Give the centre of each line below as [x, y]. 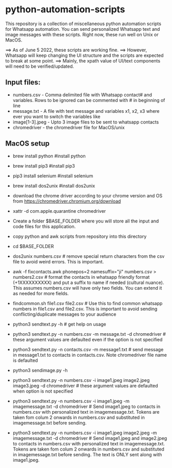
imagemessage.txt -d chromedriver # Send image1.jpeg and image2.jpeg [90, 438]
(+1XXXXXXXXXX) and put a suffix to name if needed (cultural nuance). [88, 282]
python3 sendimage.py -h [40, 370]
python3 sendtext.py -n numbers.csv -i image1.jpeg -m [71, 401]
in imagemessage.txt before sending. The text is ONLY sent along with [87, 454]
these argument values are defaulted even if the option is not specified [88, 339]
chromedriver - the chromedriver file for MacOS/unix [69, 127]
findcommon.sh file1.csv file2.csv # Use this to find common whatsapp [88, 303]
